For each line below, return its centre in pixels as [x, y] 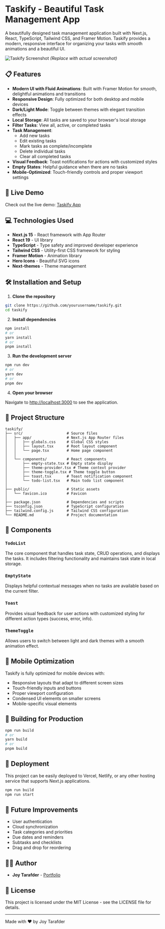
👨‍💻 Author [21, 863]
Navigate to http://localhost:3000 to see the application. [62, 402]
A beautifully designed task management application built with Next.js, [76, 33]
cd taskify [16, 310]
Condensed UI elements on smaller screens [56, 698]
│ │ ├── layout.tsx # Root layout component [61, 446]
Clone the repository [34, 297]
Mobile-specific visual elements [44, 704]
